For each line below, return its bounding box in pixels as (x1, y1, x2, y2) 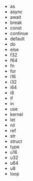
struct (9, 138, 22, 144)
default (9, 36, 25, 42)
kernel (9, 111, 23, 117)
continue (9, 31, 28, 36)
